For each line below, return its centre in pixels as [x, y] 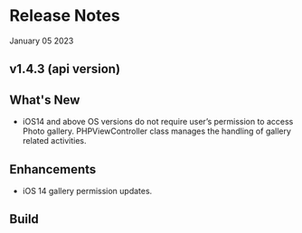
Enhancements [53, 169]
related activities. [55, 141]
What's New [45, 100]
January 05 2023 [42, 41]
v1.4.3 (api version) [65, 69]
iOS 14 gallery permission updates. [87, 191]
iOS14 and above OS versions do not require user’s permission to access [158, 122]
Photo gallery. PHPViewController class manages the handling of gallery [157, 131]
